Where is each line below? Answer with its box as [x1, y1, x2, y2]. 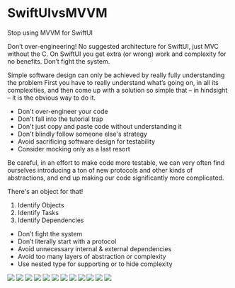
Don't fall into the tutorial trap [17, 115, 104, 123]
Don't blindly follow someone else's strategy [17, 129, 147, 138]
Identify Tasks [17, 208, 59, 217]
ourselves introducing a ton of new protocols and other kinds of [7, 166, 193, 174]
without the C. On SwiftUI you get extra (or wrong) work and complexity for [7, 50, 227, 58]
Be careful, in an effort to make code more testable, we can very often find [7, 158, 225, 167]
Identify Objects [17, 200, 65, 209]
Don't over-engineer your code [17, 107, 108, 115]
